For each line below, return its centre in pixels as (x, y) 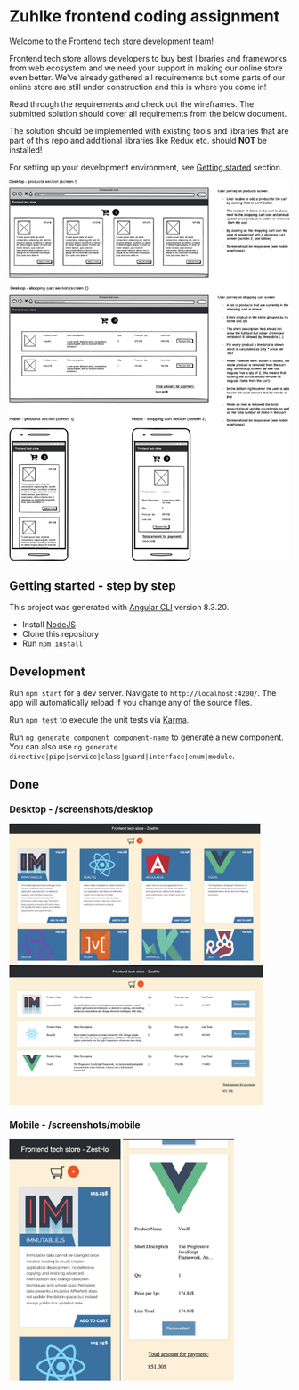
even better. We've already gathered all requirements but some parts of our (147, 77)
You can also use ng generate (64, 747)
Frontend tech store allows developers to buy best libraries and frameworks (148, 58)
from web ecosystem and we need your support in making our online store (146, 68)
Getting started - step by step (93, 586)
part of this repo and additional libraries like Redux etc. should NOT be (138, 140)
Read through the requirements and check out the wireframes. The (132, 103)
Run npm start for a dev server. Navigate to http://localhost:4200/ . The (143, 693)
